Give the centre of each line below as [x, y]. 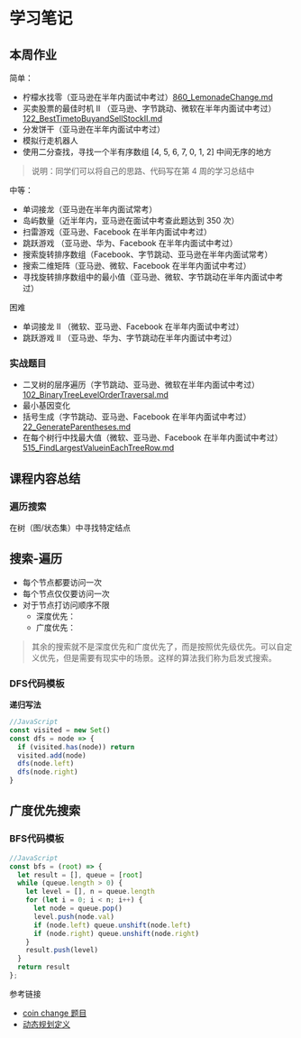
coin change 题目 [55, 1013]
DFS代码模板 [37, 684]
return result [44, 967]
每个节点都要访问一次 [62, 582]
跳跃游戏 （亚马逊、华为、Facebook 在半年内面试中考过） [130, 243]
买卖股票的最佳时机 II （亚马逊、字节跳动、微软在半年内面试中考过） [149, 108]
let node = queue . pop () [78, 909]
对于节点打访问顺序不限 [66, 604]
